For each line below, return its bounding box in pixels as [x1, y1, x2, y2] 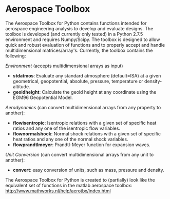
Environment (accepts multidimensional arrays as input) [5, 63, 123, 69]
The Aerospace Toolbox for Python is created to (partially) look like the [5, 176, 155, 183]
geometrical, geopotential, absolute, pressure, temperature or [12, 78, 144, 84]
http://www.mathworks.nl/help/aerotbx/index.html [5, 188, 111, 194]
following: [5, 52, 26, 59]
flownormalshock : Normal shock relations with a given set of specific [12, 130, 161, 136]
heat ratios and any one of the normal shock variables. [12, 136, 128, 142]
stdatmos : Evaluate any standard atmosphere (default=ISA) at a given [12, 72, 161, 78]
